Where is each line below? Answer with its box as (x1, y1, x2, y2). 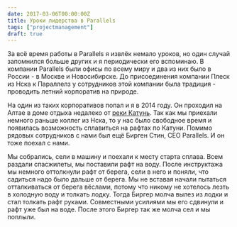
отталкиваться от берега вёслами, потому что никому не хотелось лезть (7, 182, 229, 192)
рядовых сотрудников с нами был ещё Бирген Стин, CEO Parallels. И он (7, 131, 225, 140)
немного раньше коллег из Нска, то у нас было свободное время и (7, 116, 212, 125)
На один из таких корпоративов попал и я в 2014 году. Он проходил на (7, 101, 222, 110)
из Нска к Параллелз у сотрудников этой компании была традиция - (7, 79, 216, 89)
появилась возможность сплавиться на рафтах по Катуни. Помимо (7, 123, 213, 132)
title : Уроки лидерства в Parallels (7, 17, 116, 24)
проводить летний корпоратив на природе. (7, 87, 139, 96)
